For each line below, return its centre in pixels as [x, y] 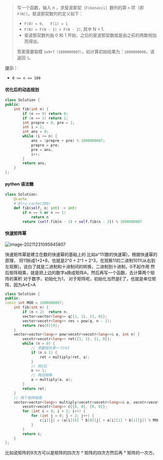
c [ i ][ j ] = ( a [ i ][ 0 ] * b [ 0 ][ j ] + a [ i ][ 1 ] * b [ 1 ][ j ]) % [95, 420]
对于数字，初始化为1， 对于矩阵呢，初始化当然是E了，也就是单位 [87, 278]
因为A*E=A [24, 285]
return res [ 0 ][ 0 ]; [41, 325]
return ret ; [35, 389]
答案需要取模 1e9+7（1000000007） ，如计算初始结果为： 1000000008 [81, 51]
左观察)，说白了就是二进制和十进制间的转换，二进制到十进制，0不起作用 [77, 266]
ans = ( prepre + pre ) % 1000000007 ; [68, 141]
